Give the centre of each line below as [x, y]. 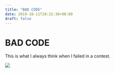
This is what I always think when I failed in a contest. [58, 56]
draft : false [18, 18]
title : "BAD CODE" [24, 9]
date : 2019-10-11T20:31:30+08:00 [39, 14]
